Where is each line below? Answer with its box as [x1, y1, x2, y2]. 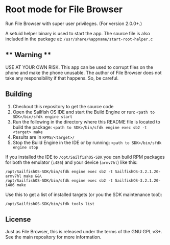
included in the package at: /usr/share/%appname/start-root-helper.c [5, 36, 153, 42]
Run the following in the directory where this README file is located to [12, 118, 161, 125]
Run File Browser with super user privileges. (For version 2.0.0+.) [5, 20, 142, 27]
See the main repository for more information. [5, 234, 102, 240]
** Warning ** [5, 51, 52, 59]
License [5, 215, 31, 224]
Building [5, 90, 32, 99]
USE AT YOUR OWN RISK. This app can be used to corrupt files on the [5, 64, 153, 70]
